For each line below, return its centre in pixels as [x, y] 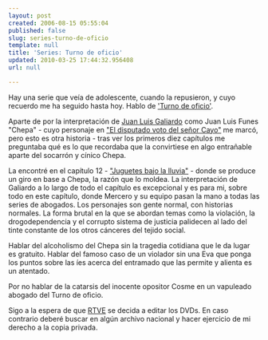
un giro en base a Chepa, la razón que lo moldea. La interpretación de [123, 179]
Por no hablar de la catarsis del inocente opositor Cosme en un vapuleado [130, 286]
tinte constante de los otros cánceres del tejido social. [97, 230]
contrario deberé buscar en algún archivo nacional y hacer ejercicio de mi [130, 318]
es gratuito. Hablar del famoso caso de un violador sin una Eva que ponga [130, 254]
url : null [25, 68]
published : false [37, 30]
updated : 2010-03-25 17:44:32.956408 [71, 61]
